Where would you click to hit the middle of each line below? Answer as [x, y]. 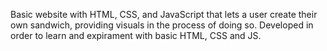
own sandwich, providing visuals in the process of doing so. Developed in [162, 25]
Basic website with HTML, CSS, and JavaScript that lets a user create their [164, 14]
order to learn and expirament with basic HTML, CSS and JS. [136, 35]
